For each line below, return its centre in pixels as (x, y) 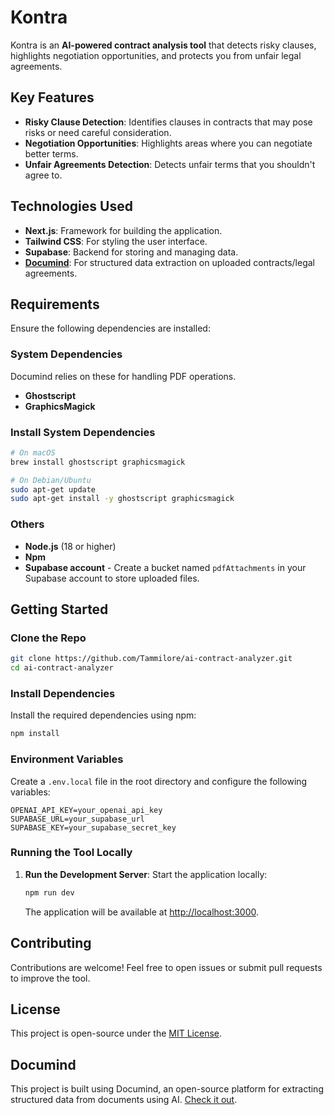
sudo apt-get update (53, 489)
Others (27, 524)
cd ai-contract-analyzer (62, 668)
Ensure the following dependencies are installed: (110, 328)
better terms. (51, 153)
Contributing (51, 943)
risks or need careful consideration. (98, 132)
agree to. (43, 175)
